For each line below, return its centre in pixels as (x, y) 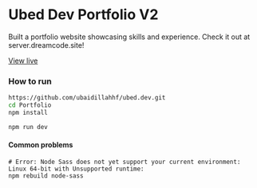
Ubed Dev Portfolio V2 (83, 15)
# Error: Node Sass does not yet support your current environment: (125, 162)
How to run (30, 81)
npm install (28, 112)
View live (23, 61)
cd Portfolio (30, 105)
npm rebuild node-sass (46, 176)
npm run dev (28, 127)
